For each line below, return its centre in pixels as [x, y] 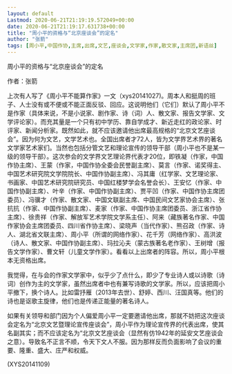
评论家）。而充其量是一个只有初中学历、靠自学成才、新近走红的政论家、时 [117, 122]
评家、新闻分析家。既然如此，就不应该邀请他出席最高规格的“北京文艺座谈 [112, 130]
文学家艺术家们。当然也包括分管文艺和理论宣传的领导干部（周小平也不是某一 [116, 148]
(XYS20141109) [29, 364]
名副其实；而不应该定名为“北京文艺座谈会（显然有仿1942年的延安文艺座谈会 [115, 333]
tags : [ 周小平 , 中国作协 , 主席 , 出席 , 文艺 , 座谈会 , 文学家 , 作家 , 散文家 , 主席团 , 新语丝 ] [112, 46]
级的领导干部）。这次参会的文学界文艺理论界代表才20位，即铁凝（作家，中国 [115, 156]
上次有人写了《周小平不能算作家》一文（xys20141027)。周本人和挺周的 [108, 96]
